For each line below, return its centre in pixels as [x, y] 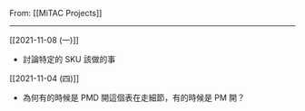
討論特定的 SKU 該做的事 [69, 59]
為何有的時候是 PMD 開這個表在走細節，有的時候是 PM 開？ [133, 97]
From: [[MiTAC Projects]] [56, 13]
